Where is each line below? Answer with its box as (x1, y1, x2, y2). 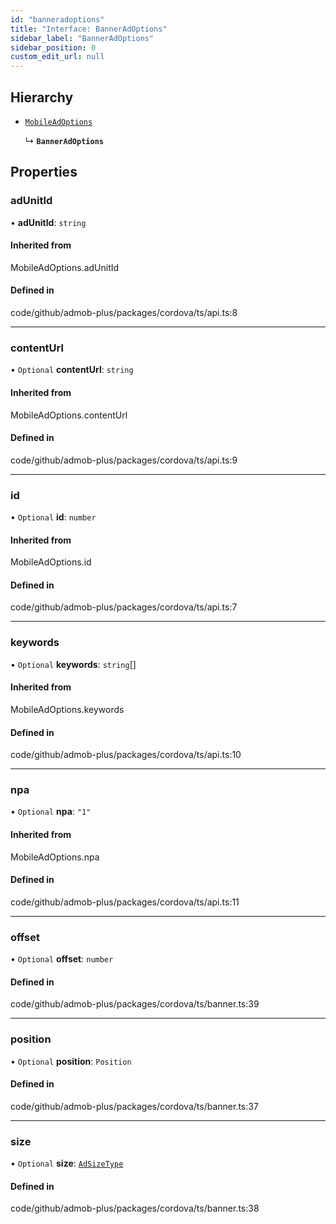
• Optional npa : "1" (10, 806, 92, 818)
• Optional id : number (10, 511, 97, 523)
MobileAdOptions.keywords (10, 703, 125, 715)
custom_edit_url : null (10, 52, 105, 62)
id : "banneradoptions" (10, 14, 105, 25)
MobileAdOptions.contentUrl (10, 409, 128, 421)
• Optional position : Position (10, 1055, 132, 1067)
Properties (10, 164, 78, 181)
